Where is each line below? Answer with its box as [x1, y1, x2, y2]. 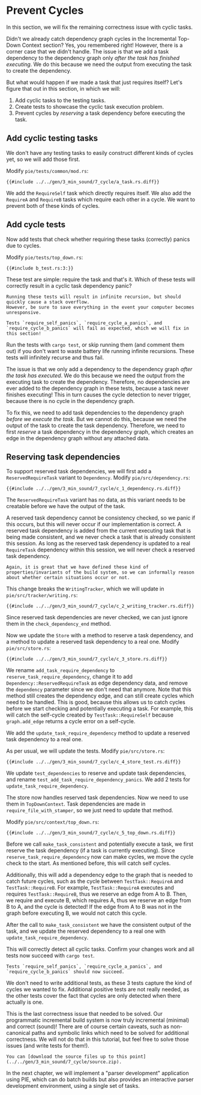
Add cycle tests [6, 220, 66, 230]
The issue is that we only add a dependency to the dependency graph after [6, 365, 193, 372]
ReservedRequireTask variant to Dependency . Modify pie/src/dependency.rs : [6, 474, 190, 481]
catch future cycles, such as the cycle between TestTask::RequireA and [6, 878, 184, 885]
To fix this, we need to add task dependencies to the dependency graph [6, 409, 184, 416]
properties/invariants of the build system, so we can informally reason [6, 569, 195, 575]
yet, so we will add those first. [6, 156, 80, 163]
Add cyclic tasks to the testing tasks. [14, 97, 106, 104]
